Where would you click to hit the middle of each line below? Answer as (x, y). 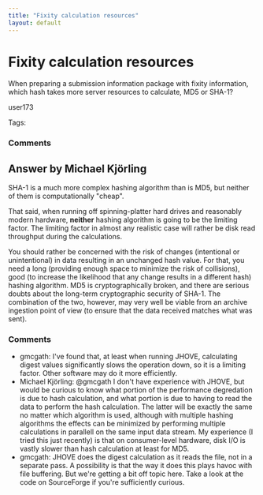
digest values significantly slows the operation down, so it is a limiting (133, 365)
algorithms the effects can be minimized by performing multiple (122, 424)
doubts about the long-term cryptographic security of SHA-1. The (115, 294)
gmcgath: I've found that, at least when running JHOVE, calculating (128, 357)
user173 (21, 107)
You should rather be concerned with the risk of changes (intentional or (124, 252)
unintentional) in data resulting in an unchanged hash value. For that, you (126, 261)
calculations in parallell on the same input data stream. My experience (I (136, 432)
